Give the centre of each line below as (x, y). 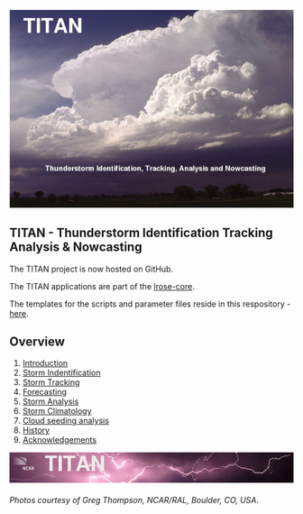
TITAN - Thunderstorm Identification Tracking (141, 233)
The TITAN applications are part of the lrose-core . (102, 286)
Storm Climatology (57, 411)
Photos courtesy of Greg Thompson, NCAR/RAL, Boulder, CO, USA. (134, 500)
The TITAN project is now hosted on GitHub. (92, 269)
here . (19, 313)
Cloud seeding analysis (66, 421)
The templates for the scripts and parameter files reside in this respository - (150, 304)
